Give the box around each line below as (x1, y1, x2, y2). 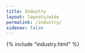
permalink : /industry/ (6, 19, 62, 25)
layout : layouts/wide (6, 14, 60, 20)
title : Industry (6, 8, 46, 15)
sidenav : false (6, 24, 44, 31)
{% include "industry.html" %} (6, 41, 80, 48)
